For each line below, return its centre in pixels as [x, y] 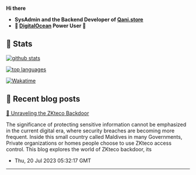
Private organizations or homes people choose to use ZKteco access [89, 143]
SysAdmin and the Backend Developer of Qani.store [79, 20]
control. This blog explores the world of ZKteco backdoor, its [79, 149]
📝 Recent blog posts [43, 99]
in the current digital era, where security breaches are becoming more [90, 131]
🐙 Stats [19, 44]
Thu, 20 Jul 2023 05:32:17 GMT [53, 160]
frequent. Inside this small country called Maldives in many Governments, [94, 136]
